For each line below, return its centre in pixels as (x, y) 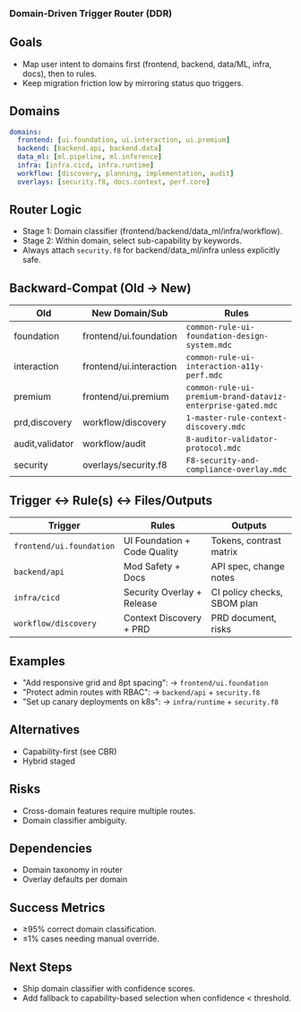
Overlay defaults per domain (75, 879)
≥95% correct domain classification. (89, 930)
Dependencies (51, 848)
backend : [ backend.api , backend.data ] (90, 149)
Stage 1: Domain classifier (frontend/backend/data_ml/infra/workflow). (152, 231)
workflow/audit (114, 444)
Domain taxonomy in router (72, 870)
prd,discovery (43, 422)
